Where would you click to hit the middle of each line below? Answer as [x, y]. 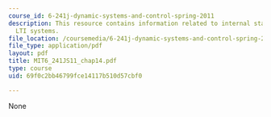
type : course [30, 69]
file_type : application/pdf [56, 46]
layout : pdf [28, 53]
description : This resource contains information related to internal [129, 23]
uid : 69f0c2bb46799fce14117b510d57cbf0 [75, 76]
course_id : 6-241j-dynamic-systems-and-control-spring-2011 [112, 16]
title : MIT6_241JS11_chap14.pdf [63, 61]
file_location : [34, 38]
